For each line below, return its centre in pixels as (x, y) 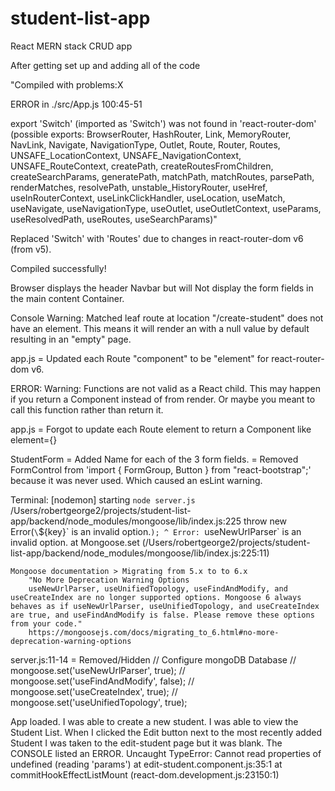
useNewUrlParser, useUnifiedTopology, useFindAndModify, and (158, 588)
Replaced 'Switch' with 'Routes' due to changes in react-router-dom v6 (157, 238)
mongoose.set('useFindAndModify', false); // (102, 681)
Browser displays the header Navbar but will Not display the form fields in (162, 288)
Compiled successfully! (58, 268)
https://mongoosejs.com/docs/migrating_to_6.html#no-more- (154, 632)
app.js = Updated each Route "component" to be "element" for (140, 358)
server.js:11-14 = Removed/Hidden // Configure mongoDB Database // (153, 659)
